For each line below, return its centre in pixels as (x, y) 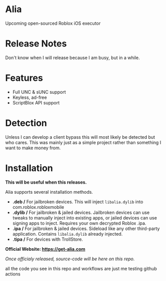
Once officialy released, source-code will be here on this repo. (70, 259)
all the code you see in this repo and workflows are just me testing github (81, 268)
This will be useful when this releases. (46, 182)
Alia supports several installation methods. (49, 192)
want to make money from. (33, 148)
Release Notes (36, 44)
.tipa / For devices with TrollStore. (48, 239)
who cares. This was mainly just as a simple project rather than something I (83, 142)
